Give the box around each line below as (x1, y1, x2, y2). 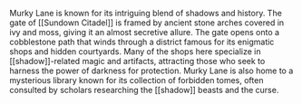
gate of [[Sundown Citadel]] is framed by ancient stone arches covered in (9, 17, 285, 28)
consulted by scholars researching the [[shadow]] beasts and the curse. (9, 85, 279, 95)
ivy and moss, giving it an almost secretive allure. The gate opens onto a (9, 27, 279, 37)
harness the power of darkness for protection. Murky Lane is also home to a (9, 65, 294, 76)
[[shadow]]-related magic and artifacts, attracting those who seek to (9, 56, 266, 66)
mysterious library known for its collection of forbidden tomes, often (9, 75, 264, 85)
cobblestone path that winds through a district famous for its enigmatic (9, 36, 275, 47)
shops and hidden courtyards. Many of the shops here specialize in (9, 46, 261, 57)
